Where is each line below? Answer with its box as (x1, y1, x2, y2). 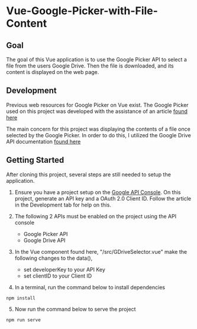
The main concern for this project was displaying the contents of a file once (6, 125, 190, 133)
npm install (6, 295, 35, 301)
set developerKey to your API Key (23, 266, 105, 273)
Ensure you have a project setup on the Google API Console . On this (14, 188, 181, 196)
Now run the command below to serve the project (14, 305, 136, 312)
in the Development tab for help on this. (14, 201, 111, 208)
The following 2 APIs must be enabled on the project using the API (14, 212, 176, 220)
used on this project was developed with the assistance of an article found (6, 108, 188, 115)
